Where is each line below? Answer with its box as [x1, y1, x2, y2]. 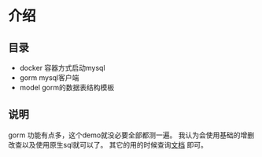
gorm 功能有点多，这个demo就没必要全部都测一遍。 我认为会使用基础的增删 [8, 130, 254, 140]
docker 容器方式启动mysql [19, 64, 105, 72]
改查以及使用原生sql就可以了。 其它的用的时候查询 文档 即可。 [8, 140, 208, 149]
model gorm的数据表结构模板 [19, 83, 115, 92]
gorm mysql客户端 [19, 73, 79, 82]
